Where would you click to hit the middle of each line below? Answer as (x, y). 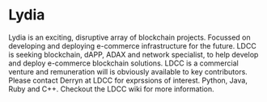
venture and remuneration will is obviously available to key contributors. (128, 71)
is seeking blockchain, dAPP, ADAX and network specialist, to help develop (133, 54)
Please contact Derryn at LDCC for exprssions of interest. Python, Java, (128, 80)
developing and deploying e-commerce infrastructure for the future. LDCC (132, 45)
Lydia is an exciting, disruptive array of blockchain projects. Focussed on (129, 37)
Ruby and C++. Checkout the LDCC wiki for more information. (111, 89)
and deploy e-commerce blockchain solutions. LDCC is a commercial (123, 63)
